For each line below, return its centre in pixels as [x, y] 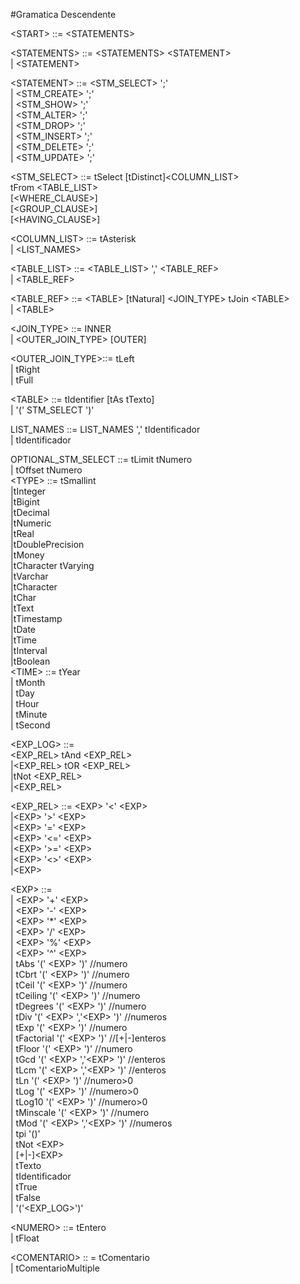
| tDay [22, 693]
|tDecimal [30, 512]
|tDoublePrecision [47, 544]
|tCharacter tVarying [52, 565]
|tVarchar [29, 576]
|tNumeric [31, 523]
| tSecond [30, 725]
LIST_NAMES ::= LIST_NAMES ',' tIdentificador [105, 429]
